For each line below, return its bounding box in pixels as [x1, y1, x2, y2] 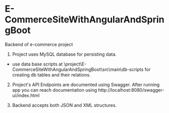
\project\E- [64, 61, 87, 67]
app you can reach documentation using [12, 87, 97, 93]
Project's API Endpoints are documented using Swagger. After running [12, 82, 160, 88]
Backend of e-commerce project [5, 41, 73, 47]
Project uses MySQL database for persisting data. [12, 51, 117, 57]
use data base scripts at [12, 61, 63, 67]
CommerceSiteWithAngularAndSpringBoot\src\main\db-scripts [12, 66, 144, 72]
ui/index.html [12, 92, 40, 98]
